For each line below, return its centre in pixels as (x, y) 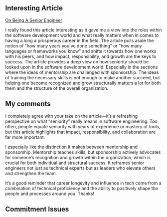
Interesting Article (34, 8)
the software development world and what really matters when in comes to (82, 35)
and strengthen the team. (31, 173)
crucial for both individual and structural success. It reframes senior (75, 163)
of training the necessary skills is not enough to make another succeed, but (83, 77)
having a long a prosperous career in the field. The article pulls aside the (80, 40)
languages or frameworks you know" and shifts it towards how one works (81, 51)
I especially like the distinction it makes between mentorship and (72, 147)
